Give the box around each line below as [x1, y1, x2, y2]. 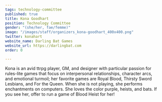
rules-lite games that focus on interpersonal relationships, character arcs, [5, 70, 152, 76]
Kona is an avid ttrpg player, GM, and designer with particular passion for [5, 65, 152, 71]
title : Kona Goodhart [5, 16, 49, 21]
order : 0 [5, 48, 23, 52]
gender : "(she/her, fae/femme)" [5, 25, 71, 30]
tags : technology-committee [5, 7, 62, 12]
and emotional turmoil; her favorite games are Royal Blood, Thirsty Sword [5, 76, 152, 82]
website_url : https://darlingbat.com [5, 43, 82, 48]
